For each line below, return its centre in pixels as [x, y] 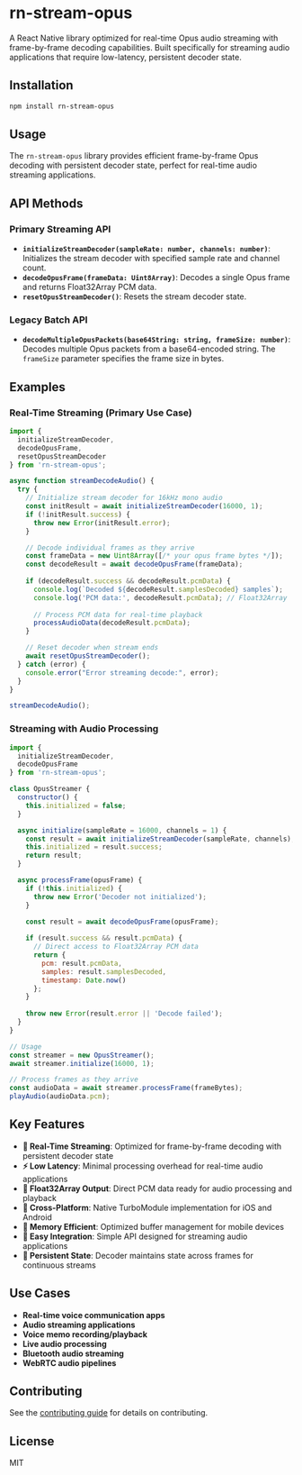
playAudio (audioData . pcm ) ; [60, 1097]
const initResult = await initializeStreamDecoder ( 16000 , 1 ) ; [144, 506]
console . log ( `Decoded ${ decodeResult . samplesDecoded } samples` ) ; [158, 589]
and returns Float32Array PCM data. [89, 287]
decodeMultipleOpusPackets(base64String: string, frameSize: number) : [156, 340]
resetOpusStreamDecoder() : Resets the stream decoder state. [134, 296]
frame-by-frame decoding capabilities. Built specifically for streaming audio [150, 47]
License [32, 1441]
